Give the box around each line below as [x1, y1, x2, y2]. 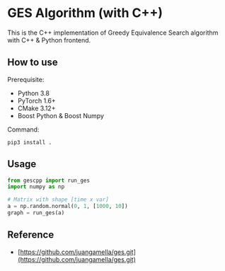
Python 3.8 [17, 88, 50, 97]
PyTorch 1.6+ [17, 96, 57, 105]
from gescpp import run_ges [7, 177, 91, 184]
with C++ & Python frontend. [7, 35, 91, 44]
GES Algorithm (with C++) [7, 5, 163, 21]
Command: [7, 125, 40, 134]
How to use [7, 57, 58, 69]
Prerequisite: [7, 75, 45, 83]
